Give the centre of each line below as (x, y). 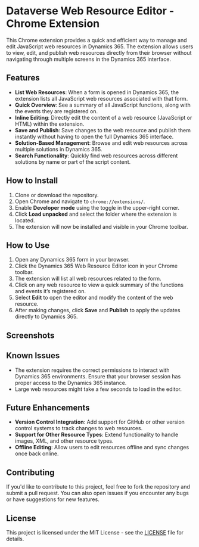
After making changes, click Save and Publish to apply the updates (97, 310)
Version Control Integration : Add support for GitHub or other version (99, 422)
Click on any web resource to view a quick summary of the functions (99, 285)
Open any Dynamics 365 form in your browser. (72, 260)
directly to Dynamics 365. (46, 316)
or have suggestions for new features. (53, 499)
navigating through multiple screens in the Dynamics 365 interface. (89, 59)
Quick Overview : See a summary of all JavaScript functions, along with (102, 105)
